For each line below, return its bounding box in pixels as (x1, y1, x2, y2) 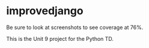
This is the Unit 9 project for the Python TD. (6, 35, 114, 42)
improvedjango (6, 4, 84, 18)
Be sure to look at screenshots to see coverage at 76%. (6, 24, 144, 31)
